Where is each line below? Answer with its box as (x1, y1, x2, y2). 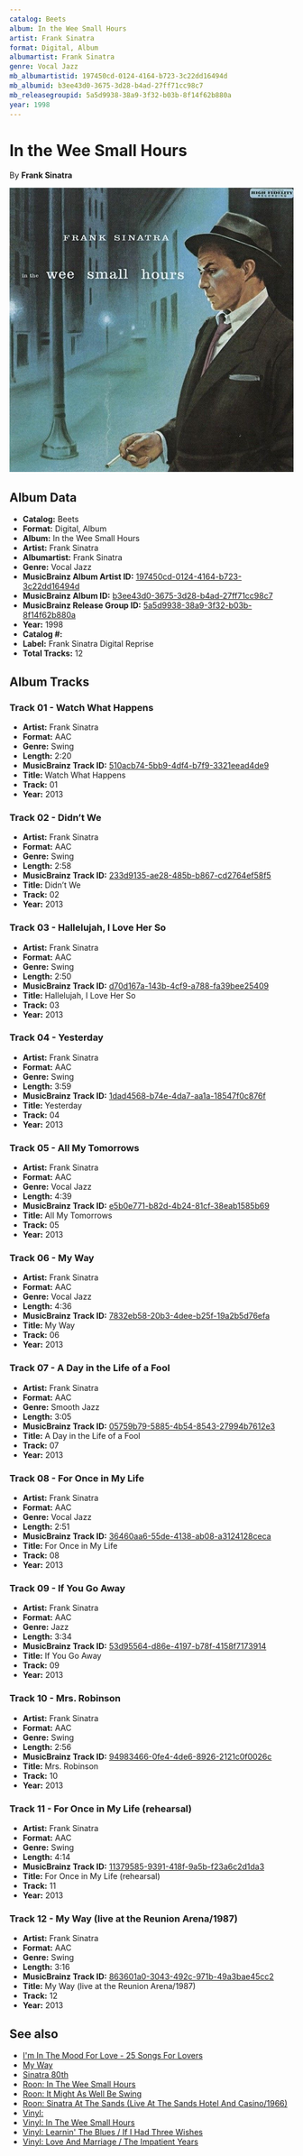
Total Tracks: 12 (22, 648, 84, 659)
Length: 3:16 (22, 1962, 70, 1973)
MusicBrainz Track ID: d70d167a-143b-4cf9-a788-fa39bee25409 (22, 980, 269, 991)
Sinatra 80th (22, 2069, 69, 2080)
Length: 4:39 (22, 1191, 72, 1202)
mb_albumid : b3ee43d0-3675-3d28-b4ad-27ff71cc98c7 (9, 81, 204, 90)
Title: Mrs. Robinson (22, 1760, 99, 1772)
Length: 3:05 (22, 1411, 72, 1422)
